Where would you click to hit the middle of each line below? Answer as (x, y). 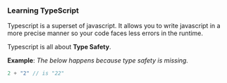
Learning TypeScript (43, 11)
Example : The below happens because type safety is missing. (98, 60)
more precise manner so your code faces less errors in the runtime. (105, 33)
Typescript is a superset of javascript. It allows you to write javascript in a (114, 26)
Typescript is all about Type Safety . (59, 47)
